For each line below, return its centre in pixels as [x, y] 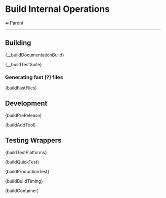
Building [18, 43]
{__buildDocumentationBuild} [35, 55]
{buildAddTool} [21, 125]
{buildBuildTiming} [24, 181]
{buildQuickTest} [22, 162]
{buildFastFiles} [21, 88]
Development [26, 103]
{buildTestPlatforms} [26, 152]
